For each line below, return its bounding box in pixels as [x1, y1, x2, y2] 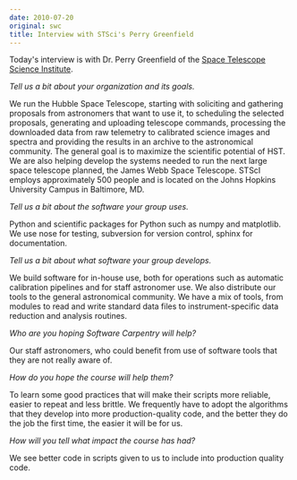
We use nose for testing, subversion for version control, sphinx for [9, 228, 253, 239]
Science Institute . [9, 64, 73, 74]
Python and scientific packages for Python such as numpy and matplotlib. [9, 219, 282, 229]
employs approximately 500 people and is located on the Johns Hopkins [9, 175, 276, 185]
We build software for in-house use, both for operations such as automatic [9, 272, 284, 283]
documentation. [9, 238, 68, 249]
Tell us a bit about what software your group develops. [9, 255, 212, 266]
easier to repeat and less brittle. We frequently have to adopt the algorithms [9, 399, 289, 410]
